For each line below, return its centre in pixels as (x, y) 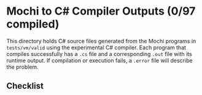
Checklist (25, 86)
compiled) (33, 24)
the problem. (22, 67)
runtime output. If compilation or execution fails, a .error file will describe (99, 60)
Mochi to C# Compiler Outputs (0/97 (101, 11)
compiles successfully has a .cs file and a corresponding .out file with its (99, 54)
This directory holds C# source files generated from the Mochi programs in (101, 41)
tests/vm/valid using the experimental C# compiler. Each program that (96, 47)
